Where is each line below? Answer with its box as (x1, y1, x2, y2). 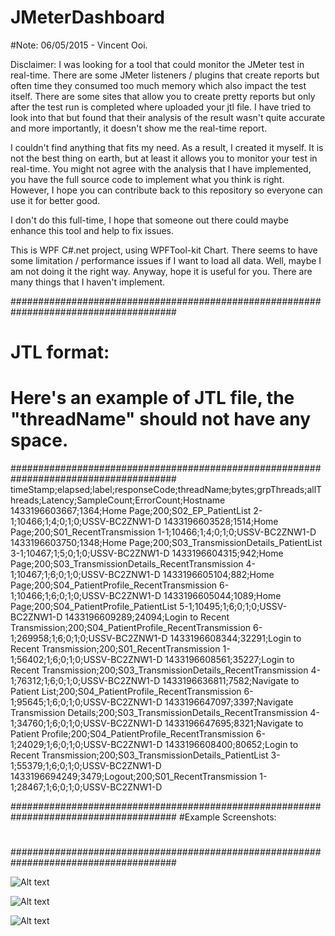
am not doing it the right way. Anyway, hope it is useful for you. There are (10, 265, 313, 277)
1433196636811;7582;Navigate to (162, 675, 300, 687)
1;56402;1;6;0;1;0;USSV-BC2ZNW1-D (10, 654, 163, 666)
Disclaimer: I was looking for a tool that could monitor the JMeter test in (10, 58, 305, 70)
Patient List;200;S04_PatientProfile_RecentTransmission (10, 686, 242, 698)
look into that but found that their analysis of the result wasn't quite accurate (10, 111, 326, 123)
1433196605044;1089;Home (163, 590, 282, 602)
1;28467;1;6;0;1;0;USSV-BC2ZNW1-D (10, 781, 163, 793)
